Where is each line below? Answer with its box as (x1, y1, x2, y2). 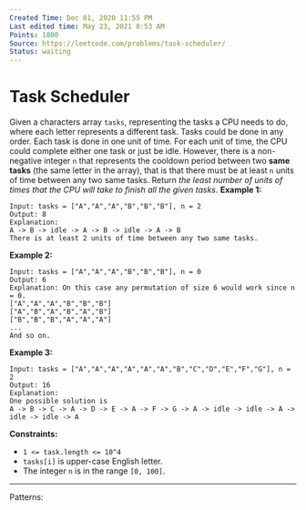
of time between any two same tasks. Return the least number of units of (9, 175, 283, 186)
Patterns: (9, 492, 44, 503)
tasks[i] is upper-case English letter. (22, 456, 163, 467)
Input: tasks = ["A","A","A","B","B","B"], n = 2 (9, 202, 202, 211)
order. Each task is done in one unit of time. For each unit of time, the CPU (9, 136, 288, 147)
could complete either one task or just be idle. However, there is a (9, 146, 256, 157)
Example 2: (9, 250, 53, 260)
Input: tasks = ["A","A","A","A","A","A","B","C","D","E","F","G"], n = (9, 365, 291, 374)
